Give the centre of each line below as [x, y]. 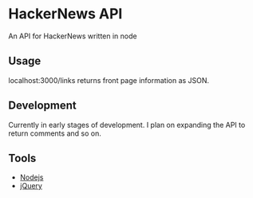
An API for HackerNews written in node [73, 36]
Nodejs [32, 177]
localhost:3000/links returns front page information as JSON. [109, 80]
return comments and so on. [55, 133]
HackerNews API [65, 14]
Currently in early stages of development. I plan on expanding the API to [127, 125]
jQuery [31, 186]
